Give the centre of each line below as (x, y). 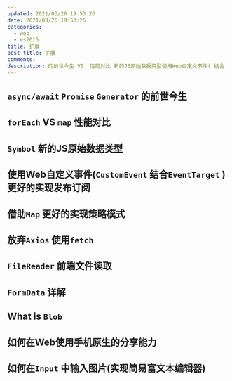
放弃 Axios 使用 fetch (50, 240)
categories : (25, 27)
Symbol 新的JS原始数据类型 (65, 148)
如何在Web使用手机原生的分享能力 (82, 342)
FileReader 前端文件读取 (60, 266)
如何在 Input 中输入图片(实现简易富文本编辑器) (107, 368)
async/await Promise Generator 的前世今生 (97, 97)
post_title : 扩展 (32, 53)
